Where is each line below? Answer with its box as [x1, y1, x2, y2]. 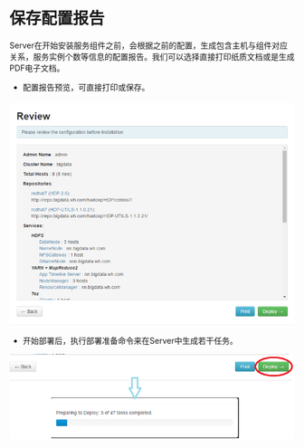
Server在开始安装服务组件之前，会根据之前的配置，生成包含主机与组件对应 [9, 40, 288, 51]
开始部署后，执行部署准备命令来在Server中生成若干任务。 [22, 336, 238, 347]
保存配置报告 [9, 8, 106, 29]
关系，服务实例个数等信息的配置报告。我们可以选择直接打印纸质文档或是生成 [9, 51, 295, 62]
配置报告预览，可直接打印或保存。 [22, 81, 150, 92]
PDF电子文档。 [9, 62, 65, 73]
